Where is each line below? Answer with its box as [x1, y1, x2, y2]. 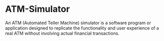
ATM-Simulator [5, 3, 70, 15]
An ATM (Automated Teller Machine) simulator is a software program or [5, 20, 152, 26]
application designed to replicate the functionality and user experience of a [5, 25, 159, 31]
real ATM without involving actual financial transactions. [5, 30, 120, 36]
